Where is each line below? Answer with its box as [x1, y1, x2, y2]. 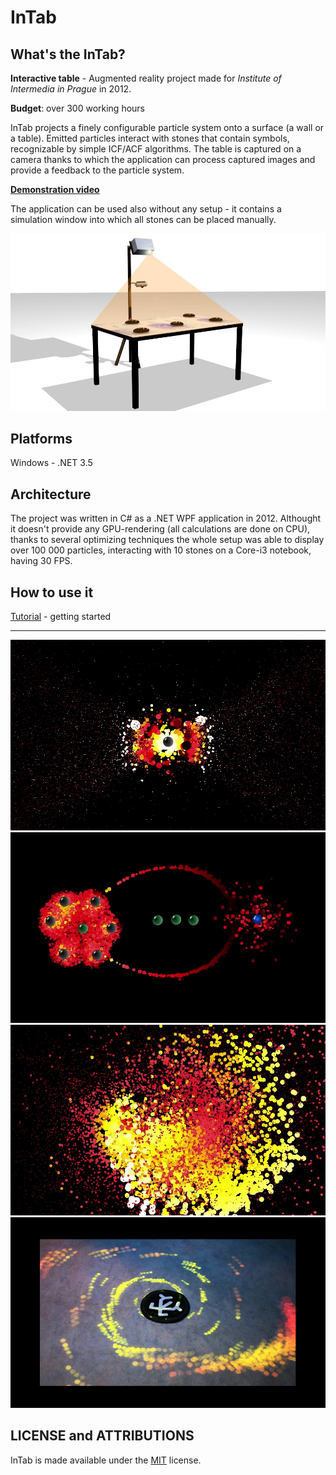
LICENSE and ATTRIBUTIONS [10, 1427, 195, 1445]
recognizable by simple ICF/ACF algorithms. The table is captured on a [10, 143, 302, 155]
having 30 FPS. [10, 555, 73, 567]
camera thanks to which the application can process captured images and [10, 154, 316, 165]
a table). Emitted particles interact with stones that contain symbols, [10, 132, 290, 144]
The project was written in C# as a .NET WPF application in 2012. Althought [10, 512, 322, 525]
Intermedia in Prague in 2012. [10, 83, 132, 95]
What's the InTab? [10, 46, 126, 63]
